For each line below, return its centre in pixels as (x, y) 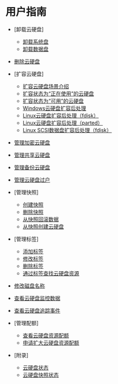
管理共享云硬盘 (32, 155)
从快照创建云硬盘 (43, 226)
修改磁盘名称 (29, 286)
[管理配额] (26, 323)
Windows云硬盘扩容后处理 (54, 108)
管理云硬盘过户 (32, 179)
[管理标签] (26, 239)
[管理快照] (26, 192)
